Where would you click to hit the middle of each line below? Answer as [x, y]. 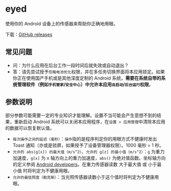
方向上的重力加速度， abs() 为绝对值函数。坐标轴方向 [110, 158]
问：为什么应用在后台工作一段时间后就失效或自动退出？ [70, 65]
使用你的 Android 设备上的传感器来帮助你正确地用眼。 [62, 23]
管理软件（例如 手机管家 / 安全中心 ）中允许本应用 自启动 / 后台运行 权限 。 [85, 84]
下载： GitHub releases [29, 34]
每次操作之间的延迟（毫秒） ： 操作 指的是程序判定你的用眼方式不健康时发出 [85, 139]
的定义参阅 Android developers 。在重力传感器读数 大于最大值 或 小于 [85, 164]
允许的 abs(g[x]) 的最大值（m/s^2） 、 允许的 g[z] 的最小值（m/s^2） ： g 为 [84, 151]
